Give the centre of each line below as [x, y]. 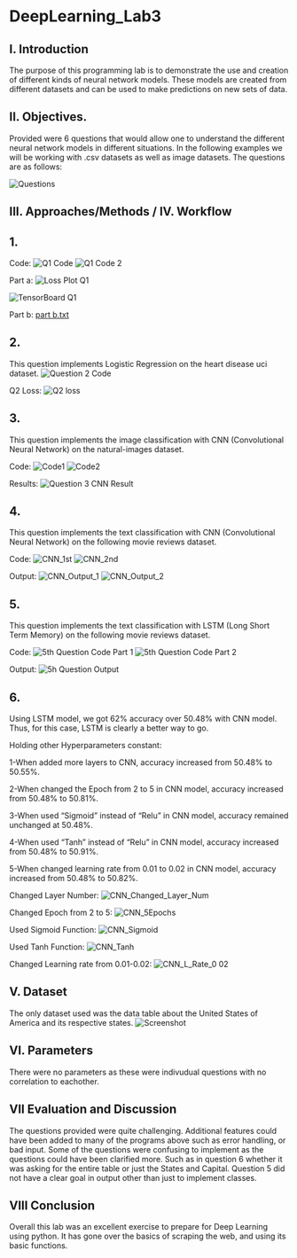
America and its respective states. [71, 1022]
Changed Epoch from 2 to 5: [61, 913]
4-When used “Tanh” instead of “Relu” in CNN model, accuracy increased [144, 842]
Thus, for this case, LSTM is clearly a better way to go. [109, 728]
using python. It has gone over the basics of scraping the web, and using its [148, 1236]
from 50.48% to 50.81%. [54, 799]
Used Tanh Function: [47, 947]
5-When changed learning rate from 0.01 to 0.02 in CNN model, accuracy [143, 869]
